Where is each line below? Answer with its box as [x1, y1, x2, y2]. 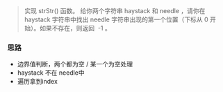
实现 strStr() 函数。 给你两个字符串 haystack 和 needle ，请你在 [24, 7, 206, 15]
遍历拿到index [17, 77, 58, 86]
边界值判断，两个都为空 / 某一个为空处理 [17, 60, 133, 68]
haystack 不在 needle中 [17, 68, 85, 77]
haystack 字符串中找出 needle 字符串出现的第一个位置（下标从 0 [24, 15, 208, 24]
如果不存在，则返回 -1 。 [39, 24, 111, 32]
